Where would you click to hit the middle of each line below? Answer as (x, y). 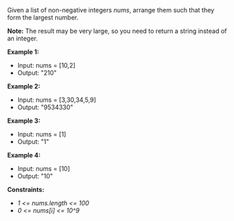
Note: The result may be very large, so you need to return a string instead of (117, 31)
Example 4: (24, 155)
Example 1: (23, 52)
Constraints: (26, 190)
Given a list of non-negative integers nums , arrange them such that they (111, 10)
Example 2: (24, 86)
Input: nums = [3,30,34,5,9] (57, 100)
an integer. (23, 38)
